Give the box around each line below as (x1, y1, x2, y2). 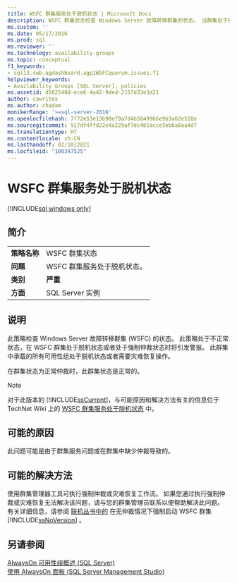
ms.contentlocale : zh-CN (7, 135, 80, 142)
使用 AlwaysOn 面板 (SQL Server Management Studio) (7, 567, 165, 575)
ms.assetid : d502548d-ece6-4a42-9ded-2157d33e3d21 (7, 89, 159, 96)
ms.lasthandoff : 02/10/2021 (7, 142, 90, 149)
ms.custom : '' (7, 23, 49, 30)
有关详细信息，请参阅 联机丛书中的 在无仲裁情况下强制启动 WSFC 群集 (7, 507, 212, 515)
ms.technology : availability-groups (7, 50, 115, 57)
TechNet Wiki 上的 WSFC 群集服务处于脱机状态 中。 (7, 404, 158, 412)
